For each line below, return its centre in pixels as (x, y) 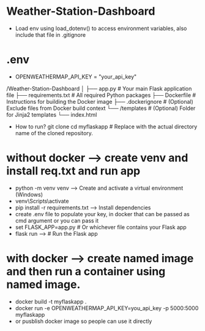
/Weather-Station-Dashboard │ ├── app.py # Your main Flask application (99, 88)
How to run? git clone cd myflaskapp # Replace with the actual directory (106, 127)
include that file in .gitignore (50, 34)
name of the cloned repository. (54, 133)
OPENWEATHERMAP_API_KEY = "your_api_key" (76, 76)
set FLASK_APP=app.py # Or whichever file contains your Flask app (101, 227)
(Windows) (29, 194)
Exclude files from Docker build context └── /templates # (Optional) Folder (101, 108)
